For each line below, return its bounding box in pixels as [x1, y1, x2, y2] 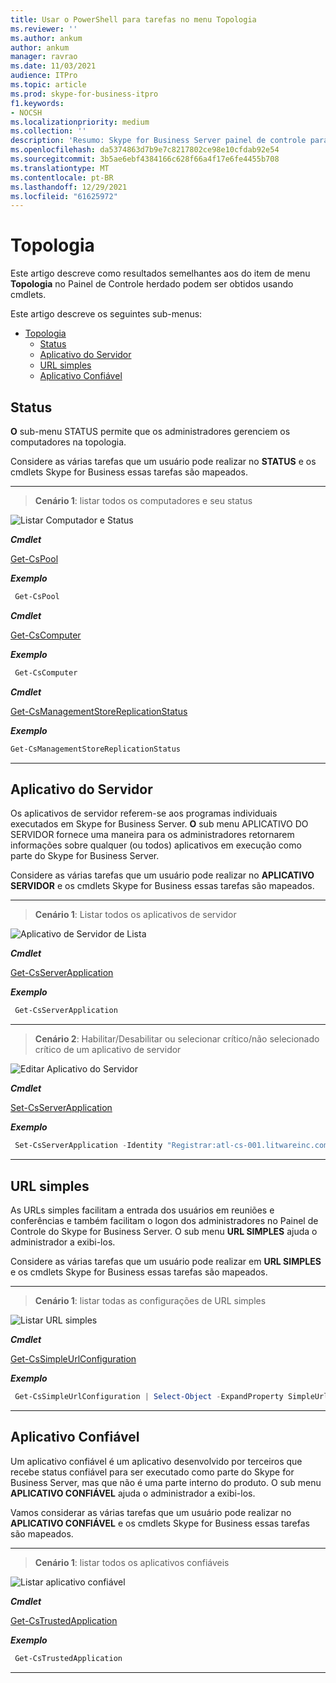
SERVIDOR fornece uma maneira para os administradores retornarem [10, 829, 295, 841]
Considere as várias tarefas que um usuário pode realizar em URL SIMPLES [10, 1256, 322, 1267]
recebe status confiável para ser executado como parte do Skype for [10, 1466, 295, 1478]
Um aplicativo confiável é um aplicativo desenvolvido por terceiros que [10, 1455, 303, 1467]
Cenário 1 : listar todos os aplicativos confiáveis [34, 1556, 230, 1568]
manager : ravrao [10, 52, 78, 62]
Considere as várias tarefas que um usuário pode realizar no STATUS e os [10, 456, 317, 467]
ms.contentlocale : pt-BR [10, 172, 114, 183]
